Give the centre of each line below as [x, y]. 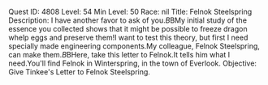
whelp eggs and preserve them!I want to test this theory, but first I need [128, 37]
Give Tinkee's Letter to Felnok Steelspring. [79, 72]
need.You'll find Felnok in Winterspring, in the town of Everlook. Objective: [133, 63]
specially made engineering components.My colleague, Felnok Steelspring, [134, 46]
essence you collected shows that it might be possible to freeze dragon [128, 29]
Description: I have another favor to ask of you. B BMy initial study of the [128, 20]
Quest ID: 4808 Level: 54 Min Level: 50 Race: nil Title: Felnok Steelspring [130, 12]
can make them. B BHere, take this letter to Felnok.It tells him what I [119, 55]
